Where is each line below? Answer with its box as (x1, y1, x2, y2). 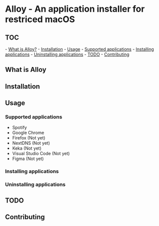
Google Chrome (12, 130, 45, 136)
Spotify (12, 125, 27, 131)
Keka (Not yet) (12, 145, 42, 151)
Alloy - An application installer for (5, 3, 145, 15)
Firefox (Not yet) (12, 135, 45, 141)
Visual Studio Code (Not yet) (12, 151, 70, 157)
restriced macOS (5, 14, 75, 25)
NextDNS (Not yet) (12, 140, 50, 146)
